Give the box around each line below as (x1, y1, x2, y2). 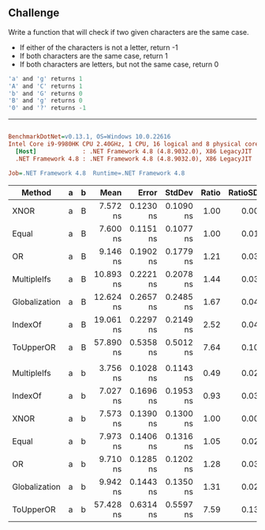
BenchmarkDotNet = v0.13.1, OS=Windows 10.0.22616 (8, 133, 171, 141)
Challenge (8, 6, 60, 20)
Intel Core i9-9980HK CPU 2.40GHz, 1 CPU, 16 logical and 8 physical (8, 140, 242, 149)
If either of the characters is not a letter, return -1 (19, 43, 179, 52)
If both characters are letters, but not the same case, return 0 (19, 59, 219, 69)
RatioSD (228, 187, 259, 198)
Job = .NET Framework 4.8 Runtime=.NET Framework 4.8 (8, 169, 185, 177)
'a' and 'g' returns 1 (8, 74, 83, 82)
